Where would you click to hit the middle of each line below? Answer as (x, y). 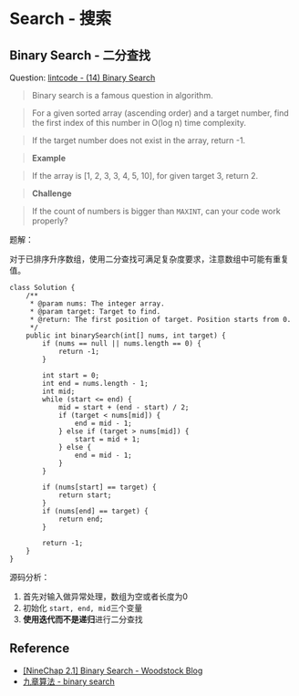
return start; (85, 495)
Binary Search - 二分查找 (80, 55)
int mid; (59, 391)
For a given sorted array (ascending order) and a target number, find (160, 113)
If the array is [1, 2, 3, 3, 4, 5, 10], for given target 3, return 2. (145, 176)
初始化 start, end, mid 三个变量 (82, 608)
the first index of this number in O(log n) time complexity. (139, 123)
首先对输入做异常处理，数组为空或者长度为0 (105, 597)
